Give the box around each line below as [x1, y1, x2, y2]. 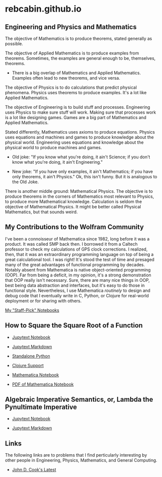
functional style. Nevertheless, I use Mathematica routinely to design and [5, 288, 151, 293]
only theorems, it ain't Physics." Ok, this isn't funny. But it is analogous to [12, 174, 158, 179]
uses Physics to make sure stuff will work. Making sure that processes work [5, 109, 156, 115]
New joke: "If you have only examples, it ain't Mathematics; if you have [12, 169, 153, 174]
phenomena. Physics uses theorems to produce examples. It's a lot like [5, 90, 147, 95]
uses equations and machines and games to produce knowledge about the [5, 135, 154, 140]
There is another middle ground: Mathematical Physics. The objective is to [5, 188, 153, 194]
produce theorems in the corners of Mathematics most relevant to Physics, [5, 193, 154, 199]
